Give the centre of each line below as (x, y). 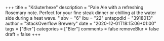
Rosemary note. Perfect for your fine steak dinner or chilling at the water (81, 13)
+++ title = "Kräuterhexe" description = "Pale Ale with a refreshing (74, 7)
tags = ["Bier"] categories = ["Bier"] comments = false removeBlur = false (82, 29)
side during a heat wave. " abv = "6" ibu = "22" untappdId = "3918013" (79, 18)
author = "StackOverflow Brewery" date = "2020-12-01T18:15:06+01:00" (81, 23)
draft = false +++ (23, 34)
